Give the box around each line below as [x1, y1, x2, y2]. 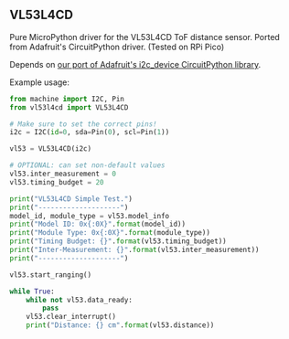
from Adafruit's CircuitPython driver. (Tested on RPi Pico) [9, 41, 225, 52]
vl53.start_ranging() [9, 270, 92, 280]
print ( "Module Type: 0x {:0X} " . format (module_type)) [9, 228, 210, 238]
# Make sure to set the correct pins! [9, 119, 157, 129]
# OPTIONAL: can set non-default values [9, 161, 166, 170]
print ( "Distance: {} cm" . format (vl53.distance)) [26, 321, 215, 330]
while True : [9, 287, 55, 296]
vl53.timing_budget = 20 [9, 177, 104, 186]
